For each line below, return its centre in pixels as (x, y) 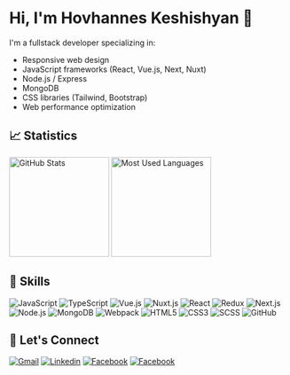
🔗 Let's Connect (54, 340)
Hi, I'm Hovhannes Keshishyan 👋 (131, 18)
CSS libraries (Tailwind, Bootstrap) (85, 98)
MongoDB (40, 88)
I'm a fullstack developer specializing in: (82, 43)
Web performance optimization (78, 106)
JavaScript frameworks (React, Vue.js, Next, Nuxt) (114, 69)
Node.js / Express (54, 78)
